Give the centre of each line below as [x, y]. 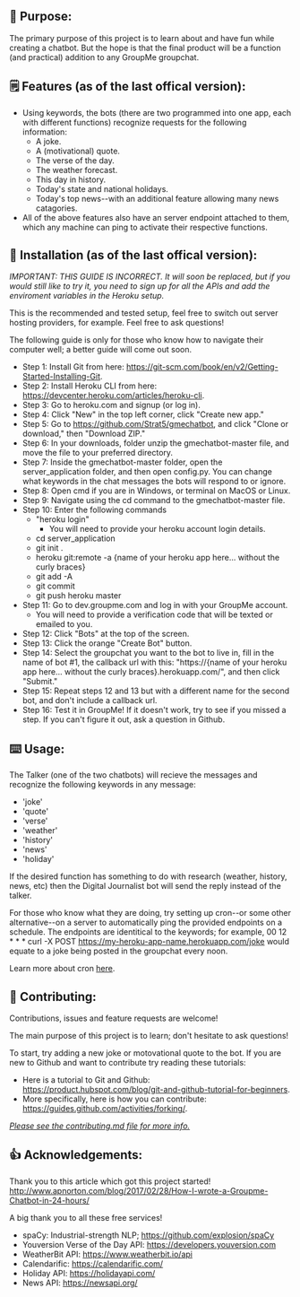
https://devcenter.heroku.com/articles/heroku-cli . [113, 396]
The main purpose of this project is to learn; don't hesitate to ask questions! [149, 1036]
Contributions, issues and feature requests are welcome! [114, 1018]
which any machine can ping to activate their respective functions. [145, 227]
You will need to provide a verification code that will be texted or [154, 614]
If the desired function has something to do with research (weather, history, [148, 876]
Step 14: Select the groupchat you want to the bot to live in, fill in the [148, 653]
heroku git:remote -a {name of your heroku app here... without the [158, 558]
